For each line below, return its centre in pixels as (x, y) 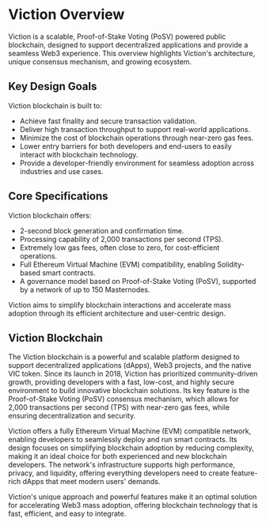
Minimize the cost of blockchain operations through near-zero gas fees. (137, 138)
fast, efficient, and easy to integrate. (67, 514)
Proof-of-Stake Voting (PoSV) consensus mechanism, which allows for (123, 399)
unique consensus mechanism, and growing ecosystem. (100, 62)
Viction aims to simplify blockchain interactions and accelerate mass (120, 305)
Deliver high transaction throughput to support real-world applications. (135, 129)
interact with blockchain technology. (79, 154)
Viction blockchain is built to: (55, 105)
